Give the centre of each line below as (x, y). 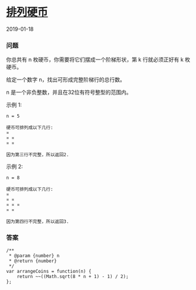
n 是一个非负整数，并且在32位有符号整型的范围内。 (69, 92)
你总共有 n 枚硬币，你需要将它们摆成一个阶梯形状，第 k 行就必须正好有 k (95, 59)
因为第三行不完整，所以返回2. (38, 155)
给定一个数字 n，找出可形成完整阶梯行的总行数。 (66, 80)
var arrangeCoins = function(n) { (49, 271)
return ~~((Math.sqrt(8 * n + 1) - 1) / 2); (73, 276)
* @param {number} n (34, 256)
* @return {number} (33, 261)
